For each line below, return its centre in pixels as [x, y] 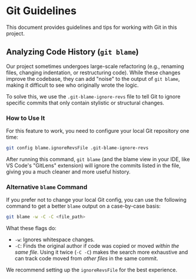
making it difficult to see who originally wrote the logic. [73, 85]
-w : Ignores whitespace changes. [55, 239]
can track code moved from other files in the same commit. [86, 258]
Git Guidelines [41, 11]
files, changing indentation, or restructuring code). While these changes [93, 73]
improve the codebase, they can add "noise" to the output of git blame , [93, 78]
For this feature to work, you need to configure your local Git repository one [98, 131]
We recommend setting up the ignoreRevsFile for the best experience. [92, 270]
